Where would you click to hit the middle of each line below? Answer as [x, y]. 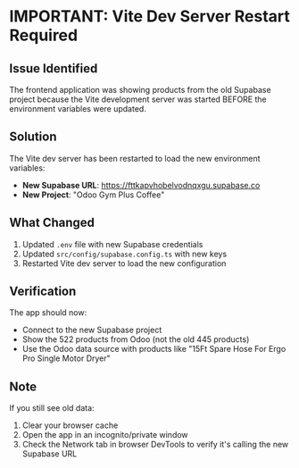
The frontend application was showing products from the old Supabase [140, 90]
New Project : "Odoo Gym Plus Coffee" [93, 195]
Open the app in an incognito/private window [105, 435]
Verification [43, 292]
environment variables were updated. [78, 109]
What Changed [52, 223]
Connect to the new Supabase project [92, 330]
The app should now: [48, 313]
